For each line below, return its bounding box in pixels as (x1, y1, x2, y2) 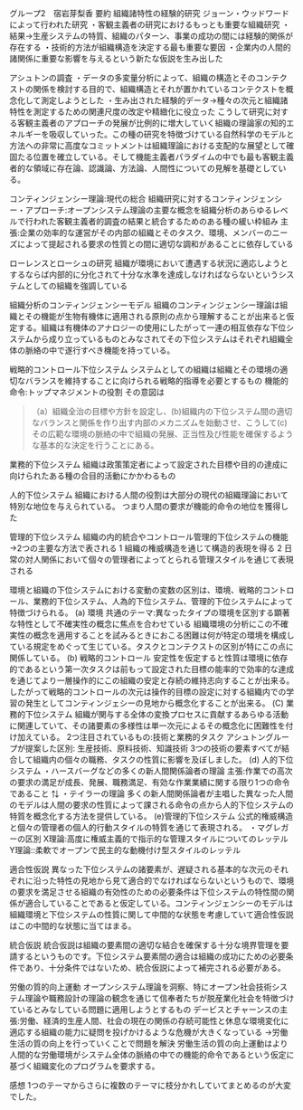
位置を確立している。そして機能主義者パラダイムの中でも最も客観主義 (33, 152, 294, 162)
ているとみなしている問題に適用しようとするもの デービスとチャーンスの (9, 1004, 280, 1015)
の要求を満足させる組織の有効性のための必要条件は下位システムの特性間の (9, 887, 287, 897)
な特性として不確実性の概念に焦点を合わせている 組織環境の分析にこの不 (9, 619, 281, 629)
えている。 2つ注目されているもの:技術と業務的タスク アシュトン (24, 732, 266, 742)
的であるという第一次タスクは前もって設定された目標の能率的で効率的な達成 (9, 664, 295, 674)
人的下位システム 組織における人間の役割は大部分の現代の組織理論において (9, 489, 289, 500)
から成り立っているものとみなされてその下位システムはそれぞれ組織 (33, 334, 286, 344)
